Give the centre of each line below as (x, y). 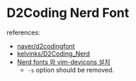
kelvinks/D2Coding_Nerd (53, 54)
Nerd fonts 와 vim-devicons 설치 (63, 62)
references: (23, 32)
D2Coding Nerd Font (68, 13)
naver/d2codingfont (46, 46)
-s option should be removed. (71, 70)
